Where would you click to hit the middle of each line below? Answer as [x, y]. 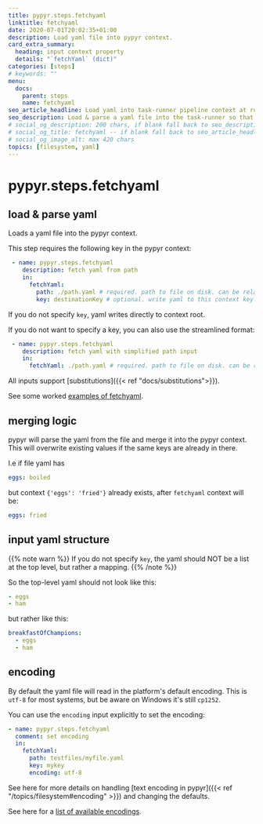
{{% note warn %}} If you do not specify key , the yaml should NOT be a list [129, 559]
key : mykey [47, 766]
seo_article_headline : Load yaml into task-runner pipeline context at [127, 111]
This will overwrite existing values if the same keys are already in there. [123, 447]
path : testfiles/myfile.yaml [76, 758]
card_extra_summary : [42, 45]
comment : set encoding [52, 736]
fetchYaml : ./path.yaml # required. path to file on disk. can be [139, 366]
